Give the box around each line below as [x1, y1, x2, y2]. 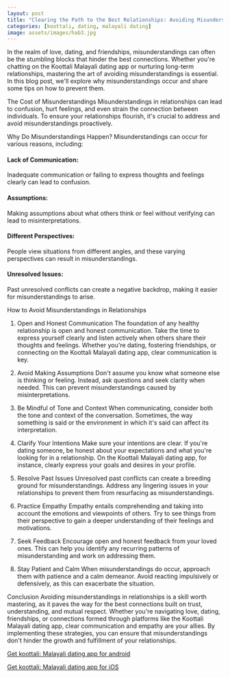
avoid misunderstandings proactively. [7, 119, 113, 127]
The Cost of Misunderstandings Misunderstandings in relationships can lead [7, 97, 222, 106]
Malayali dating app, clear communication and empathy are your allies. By [7, 622, 216, 630]
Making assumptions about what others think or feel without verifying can [7, 209, 215, 217]
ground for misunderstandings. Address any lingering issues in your [16, 481, 209, 490]
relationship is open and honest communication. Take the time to [16, 327, 200, 335]
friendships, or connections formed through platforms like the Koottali [7, 614, 204, 623]
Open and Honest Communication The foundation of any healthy [16, 319, 200, 327]
